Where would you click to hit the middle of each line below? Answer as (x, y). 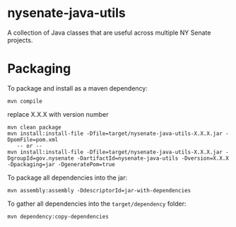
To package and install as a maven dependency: (78, 88)
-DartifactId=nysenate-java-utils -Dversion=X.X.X (153, 158)
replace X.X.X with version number (58, 114)
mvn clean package (34, 127)
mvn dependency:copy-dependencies (58, 216)
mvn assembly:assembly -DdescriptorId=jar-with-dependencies (99, 190)
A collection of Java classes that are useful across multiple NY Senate (109, 33)
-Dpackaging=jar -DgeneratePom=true (61, 164)
